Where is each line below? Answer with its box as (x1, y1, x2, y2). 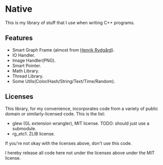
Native (5, 3, 33, 15)
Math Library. (12, 68, 39, 74)
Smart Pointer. (12, 62, 41, 68)
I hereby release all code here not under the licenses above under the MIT (5, 150, 155, 156)
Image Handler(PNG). (12, 57, 56, 63)
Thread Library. (12, 73, 44, 79)
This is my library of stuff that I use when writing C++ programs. (5, 20, 135, 26)
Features (5, 34, 33, 42)
